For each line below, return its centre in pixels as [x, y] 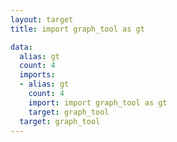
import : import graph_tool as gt [98, 102]
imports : [37, 75]
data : [21, 47]
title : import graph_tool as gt [77, 29]
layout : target [42, 19]
